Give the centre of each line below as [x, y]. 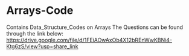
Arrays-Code [40, 11]
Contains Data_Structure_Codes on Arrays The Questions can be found [94, 27]
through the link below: [35, 33]
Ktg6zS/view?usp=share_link [42, 46]
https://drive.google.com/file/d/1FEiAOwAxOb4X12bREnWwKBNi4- [89, 40]
